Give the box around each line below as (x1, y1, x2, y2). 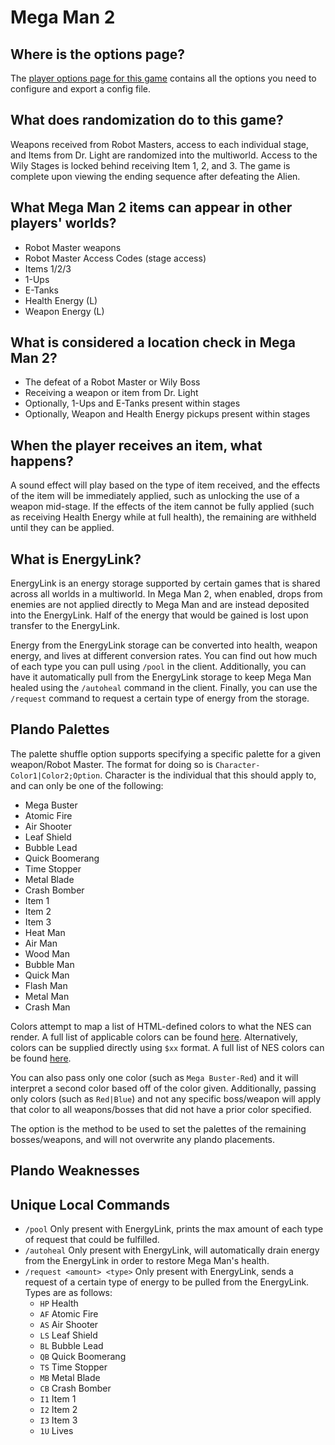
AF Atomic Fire (39, 1308, 99, 1320)
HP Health (39, 1297, 79, 1310)
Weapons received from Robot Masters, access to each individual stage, (10, 138, 309, 150)
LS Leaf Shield (39, 1329, 98, 1341)
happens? (10, 452, 74, 470)
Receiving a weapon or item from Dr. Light (24, 387, 199, 399)
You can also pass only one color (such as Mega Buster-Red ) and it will (10, 1071, 299, 1083)
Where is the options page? (10, 46, 185, 63)
